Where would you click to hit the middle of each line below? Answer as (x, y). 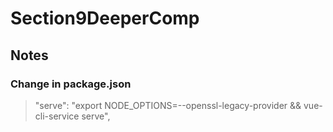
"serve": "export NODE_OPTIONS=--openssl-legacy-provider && (168, 105)
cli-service (57, 116)
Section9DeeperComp (105, 18)
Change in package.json (71, 84)
